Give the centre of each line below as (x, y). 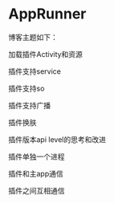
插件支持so (26, 88)
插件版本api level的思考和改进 (57, 139)
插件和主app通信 (36, 173)
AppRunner (47, 14)
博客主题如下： (33, 37)
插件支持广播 (29, 105)
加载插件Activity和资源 (45, 54)
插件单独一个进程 (37, 156)
